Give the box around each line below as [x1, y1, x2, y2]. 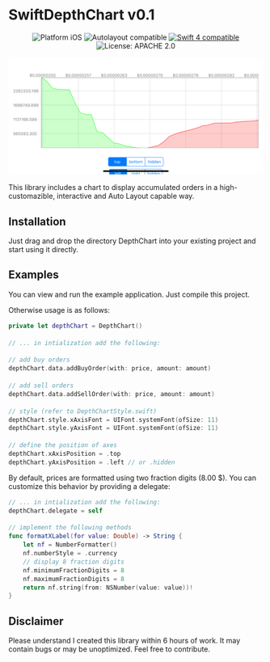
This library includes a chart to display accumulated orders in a [8, 183, 218, 192]
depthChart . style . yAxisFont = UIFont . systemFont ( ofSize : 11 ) [8, 424, 219, 432]
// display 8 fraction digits [23, 558, 125, 566]
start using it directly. [8, 245, 79, 255]
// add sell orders [8, 382, 74, 390]
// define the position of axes [8, 441, 117, 449]
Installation [8, 214, 66, 228]
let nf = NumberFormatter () [23, 541, 117, 549]
